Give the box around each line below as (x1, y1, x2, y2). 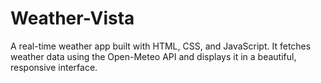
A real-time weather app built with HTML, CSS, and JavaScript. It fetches (10, 40, 312, 52)
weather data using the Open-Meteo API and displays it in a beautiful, (10, 50, 297, 62)
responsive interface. (10, 61, 98, 73)
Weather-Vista (10, 7, 135, 30)
